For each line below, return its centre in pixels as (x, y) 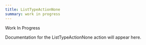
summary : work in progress (33, 14)
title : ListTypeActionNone (33, 9)
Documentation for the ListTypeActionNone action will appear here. (73, 37)
